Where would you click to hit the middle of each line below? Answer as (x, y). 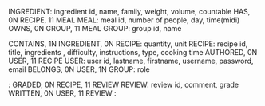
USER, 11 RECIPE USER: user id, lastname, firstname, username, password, (131, 61)
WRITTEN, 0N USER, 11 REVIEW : (63, 93)
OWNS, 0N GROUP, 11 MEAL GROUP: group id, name (95, 28)
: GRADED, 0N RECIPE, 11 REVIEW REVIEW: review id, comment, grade (124, 84)
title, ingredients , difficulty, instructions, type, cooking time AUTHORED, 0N (133, 52)
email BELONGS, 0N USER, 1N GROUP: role (79, 69)
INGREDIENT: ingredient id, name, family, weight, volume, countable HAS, (129, 12)
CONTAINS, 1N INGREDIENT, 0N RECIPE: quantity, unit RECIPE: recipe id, (128, 44)
